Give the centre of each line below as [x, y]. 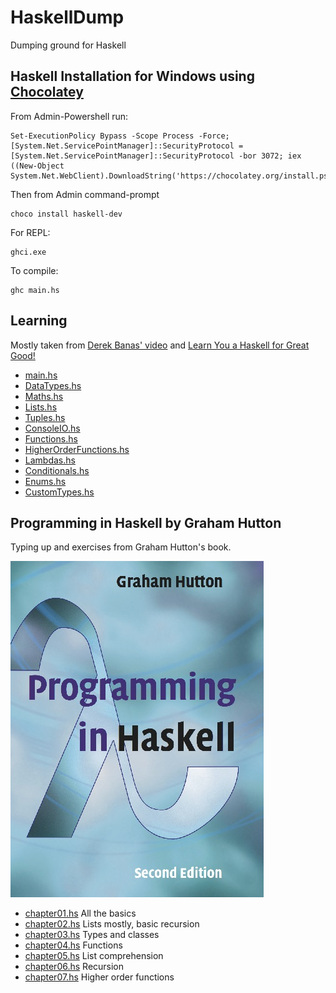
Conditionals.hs [57, 470]
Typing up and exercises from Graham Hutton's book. [121, 547]
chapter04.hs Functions [73, 945]
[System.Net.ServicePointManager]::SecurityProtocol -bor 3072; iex [156, 156]
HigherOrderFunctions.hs [77, 449]
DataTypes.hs [53, 385]
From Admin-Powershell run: [69, 116]
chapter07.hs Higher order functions [99, 977]
